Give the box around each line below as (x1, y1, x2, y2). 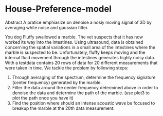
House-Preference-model (5, 3, 112, 15)
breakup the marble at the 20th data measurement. (12, 105, 115, 111)
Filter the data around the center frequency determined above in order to (12, 84, 158, 90)
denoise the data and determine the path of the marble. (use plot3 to (12, 90, 150, 96)
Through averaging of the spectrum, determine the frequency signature (12, 74, 156, 80)
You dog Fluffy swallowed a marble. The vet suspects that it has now (5, 34, 143, 40)
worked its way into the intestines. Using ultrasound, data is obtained (5, 39, 144, 45)
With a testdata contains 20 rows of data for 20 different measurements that (5, 60, 158, 66)
